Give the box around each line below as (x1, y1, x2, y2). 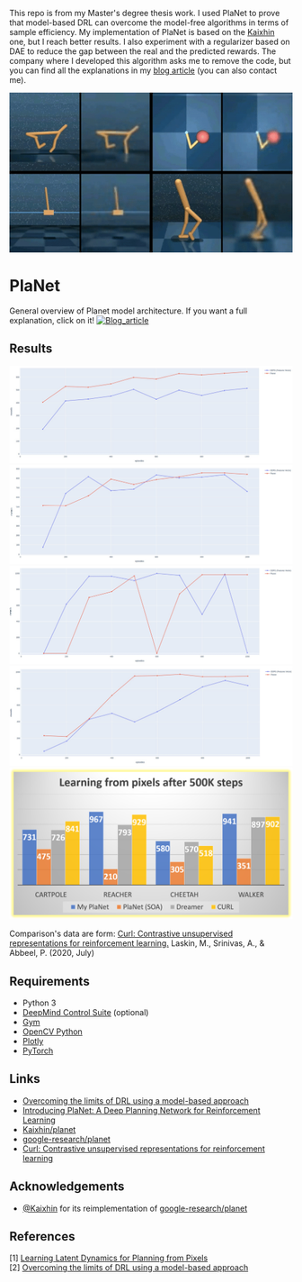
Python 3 (22, 997, 57, 1008)
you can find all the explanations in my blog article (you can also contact (9, 65, 278, 76)
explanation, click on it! (9, 314, 95, 325)
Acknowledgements (9, 1179, 125, 1195)
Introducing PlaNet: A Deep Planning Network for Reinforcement (22, 1105, 261, 1115)
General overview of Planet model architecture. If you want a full (9, 305, 248, 316)
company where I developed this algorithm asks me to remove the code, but (9, 56, 291, 66)
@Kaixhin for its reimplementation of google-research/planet (22, 1203, 248, 1214)
